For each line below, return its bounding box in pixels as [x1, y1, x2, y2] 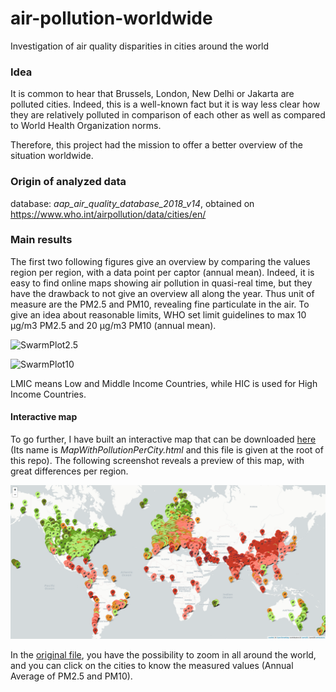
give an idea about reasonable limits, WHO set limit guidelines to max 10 [10, 308, 307, 321]
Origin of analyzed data [10, 175, 127, 189]
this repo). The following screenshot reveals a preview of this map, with [10, 455, 305, 467]
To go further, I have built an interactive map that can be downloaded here [10, 433, 317, 446]
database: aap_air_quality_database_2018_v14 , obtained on [10, 197, 255, 209]
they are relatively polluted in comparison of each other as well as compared [10, 109, 326, 121]
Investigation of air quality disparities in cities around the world [10, 40, 270, 52]
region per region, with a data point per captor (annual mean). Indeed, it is [10, 266, 315, 278]
